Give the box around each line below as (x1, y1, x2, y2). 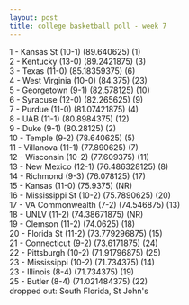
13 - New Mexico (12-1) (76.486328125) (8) (9, 161, 169, 172)
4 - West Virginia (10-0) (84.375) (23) (9, 75, 148, 85)
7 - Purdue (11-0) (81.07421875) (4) (9, 103, 139, 114)
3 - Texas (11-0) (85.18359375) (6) (9, 65, 136, 76)
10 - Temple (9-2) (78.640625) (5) (9, 132, 136, 143)
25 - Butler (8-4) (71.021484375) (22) (9, 275, 148, 286)
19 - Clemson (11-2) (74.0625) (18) (9, 218, 136, 229)
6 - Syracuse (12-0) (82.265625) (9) (9, 94, 144, 104)
